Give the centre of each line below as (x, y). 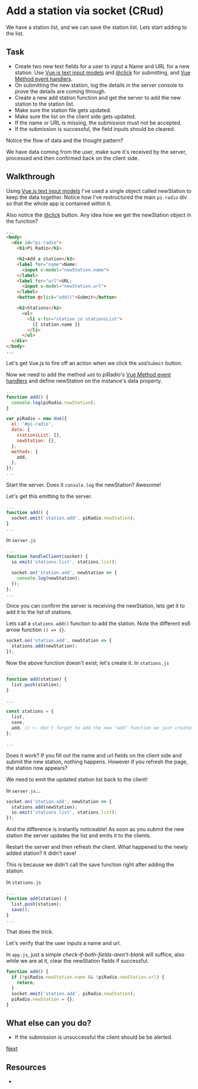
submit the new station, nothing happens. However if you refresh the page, (97, 762)
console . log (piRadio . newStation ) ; (54, 402)
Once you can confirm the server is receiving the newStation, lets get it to (95, 606)
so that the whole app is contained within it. (59, 203)
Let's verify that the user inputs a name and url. (64, 943)
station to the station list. (44, 104)
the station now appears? (37, 767)
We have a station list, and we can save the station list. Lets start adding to (97, 27)
